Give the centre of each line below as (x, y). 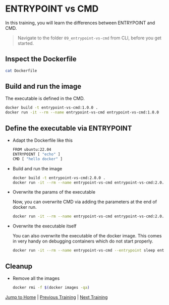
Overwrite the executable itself (44, 226)
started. (26, 43)
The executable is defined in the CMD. (45, 98)
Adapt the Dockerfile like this (43, 140)
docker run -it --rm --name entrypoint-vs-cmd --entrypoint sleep (84, 251)
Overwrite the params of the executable (54, 192)
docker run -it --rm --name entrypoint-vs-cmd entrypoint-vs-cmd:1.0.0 (82, 112)
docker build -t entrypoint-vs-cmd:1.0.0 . (52, 108)
